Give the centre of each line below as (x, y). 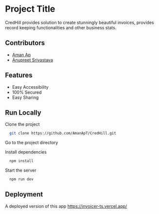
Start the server (21, 170)
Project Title (30, 9)
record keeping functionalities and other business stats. (61, 27)
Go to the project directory (32, 143)
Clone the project (22, 124)
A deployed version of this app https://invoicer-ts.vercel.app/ (66, 206)
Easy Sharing (25, 97)
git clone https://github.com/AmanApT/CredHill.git (63, 133)
